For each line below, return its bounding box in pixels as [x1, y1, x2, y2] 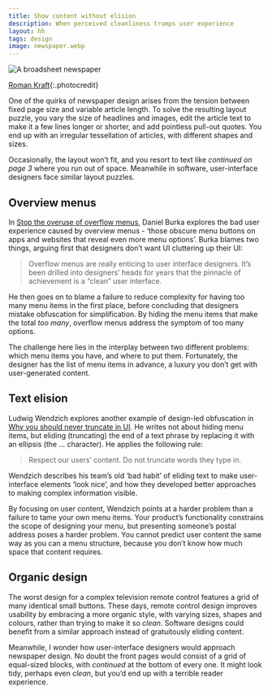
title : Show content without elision [8, 11, 136, 20]
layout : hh [8, 27, 45, 35]
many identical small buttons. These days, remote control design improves [8, 601, 257, 610]
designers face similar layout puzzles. [8, 172, 136, 182]
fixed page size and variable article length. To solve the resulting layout [8, 105, 247, 115]
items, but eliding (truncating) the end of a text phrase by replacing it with [8, 430, 255, 440]
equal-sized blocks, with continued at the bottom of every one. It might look [8, 659, 262, 669]
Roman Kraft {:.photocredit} [8, 80, 99, 90]
